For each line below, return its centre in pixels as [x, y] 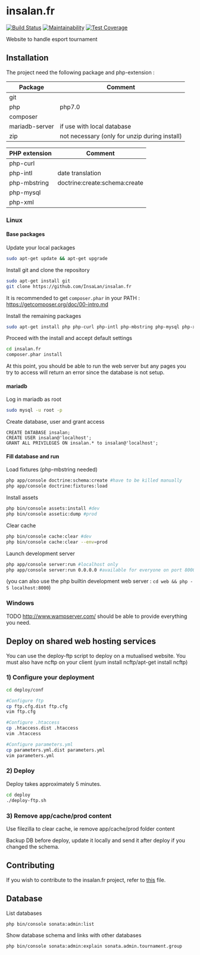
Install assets [22, 498]
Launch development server [41, 553]
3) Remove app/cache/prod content [59, 816]
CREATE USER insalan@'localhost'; [49, 438]
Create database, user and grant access [55, 422]
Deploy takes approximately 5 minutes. [54, 783]
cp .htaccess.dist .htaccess [42, 728]
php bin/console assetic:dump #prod [51, 514]
